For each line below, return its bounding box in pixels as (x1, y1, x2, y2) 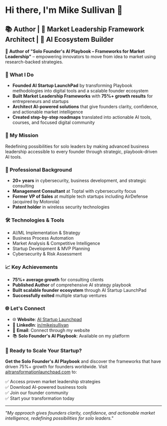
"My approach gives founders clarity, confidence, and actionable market (5, 410, 155, 416)
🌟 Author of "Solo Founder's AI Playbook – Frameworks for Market (5, 48, 145, 54)
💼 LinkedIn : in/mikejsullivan (12, 322, 69, 328)
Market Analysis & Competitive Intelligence (12, 241, 100, 247)
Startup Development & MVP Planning (12, 246, 90, 252)
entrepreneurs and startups (12, 98, 69, 104)
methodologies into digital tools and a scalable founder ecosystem (12, 88, 149, 94)
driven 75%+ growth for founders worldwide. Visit (5, 364, 108, 370)
